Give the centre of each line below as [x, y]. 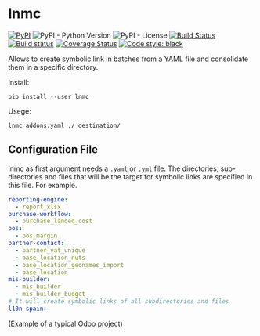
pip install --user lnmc [49, 96]
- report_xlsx [38, 207]
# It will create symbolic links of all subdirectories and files [119, 302]
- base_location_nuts [51, 258]
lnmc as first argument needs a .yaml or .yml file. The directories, [114, 168]
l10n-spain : [27, 309]
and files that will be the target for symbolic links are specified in [148, 176]
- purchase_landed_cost [54, 221]
